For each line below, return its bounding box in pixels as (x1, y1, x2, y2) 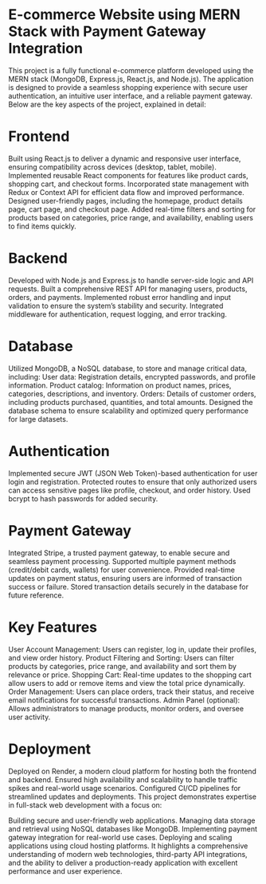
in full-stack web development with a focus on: (8, 800, 162, 809)
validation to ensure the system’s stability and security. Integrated (8, 301, 224, 310)
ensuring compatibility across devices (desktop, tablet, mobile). (8, 162, 217, 172)
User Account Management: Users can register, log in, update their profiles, (8, 645, 257, 654)
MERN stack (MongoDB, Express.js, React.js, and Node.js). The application (8, 74, 254, 84)
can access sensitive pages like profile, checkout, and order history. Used (8, 485, 251, 495)
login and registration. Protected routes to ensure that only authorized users (8, 477, 257, 486)
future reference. (8, 590, 65, 600)
